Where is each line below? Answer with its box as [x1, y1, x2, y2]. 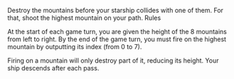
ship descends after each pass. [7, 64, 100, 72]
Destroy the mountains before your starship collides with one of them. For [7, 6, 224, 14]
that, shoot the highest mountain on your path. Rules [7, 14, 161, 22]
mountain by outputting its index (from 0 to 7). [7, 43, 142, 51]
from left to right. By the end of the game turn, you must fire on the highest [7, 35, 226, 43]
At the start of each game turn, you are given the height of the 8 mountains [7, 28, 228, 36]
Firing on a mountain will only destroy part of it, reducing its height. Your [7, 56, 219, 65]
